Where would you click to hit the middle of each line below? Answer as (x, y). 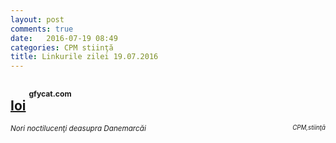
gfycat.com (50, 94)
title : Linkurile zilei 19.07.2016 (84, 57)
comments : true (42, 29)
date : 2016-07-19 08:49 (64, 38)
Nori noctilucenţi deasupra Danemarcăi (78, 128)
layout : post (37, 19)
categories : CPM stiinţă (62, 47)
